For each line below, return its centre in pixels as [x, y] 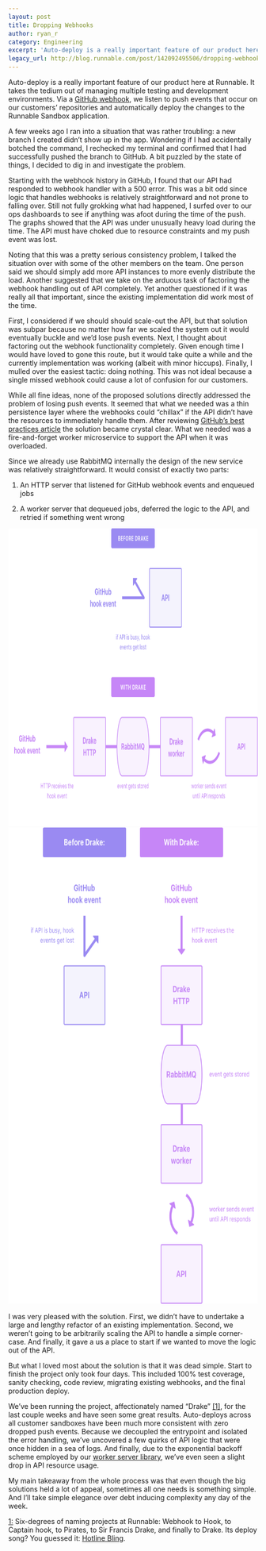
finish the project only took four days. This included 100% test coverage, [127, 1374]
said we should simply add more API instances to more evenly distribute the [132, 271]
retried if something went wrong [72, 517]
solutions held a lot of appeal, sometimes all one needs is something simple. [132, 1489]
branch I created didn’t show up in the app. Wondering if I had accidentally [130, 140]
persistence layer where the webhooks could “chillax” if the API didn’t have [131, 412]
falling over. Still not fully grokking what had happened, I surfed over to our [130, 206]
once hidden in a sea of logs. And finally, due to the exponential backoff [125, 1448]
